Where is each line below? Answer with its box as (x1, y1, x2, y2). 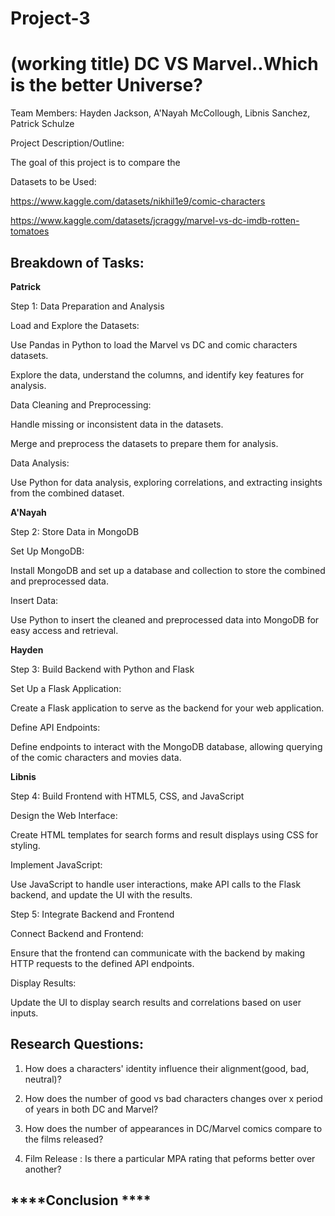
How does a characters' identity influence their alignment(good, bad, (24, 1062, 310, 1074)
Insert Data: (10, 594, 59, 606)
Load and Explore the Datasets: (10, 319, 140, 331)
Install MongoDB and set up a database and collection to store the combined (10, 564, 326, 576)
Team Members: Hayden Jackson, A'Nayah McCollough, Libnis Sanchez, (10, 107, 311, 119)
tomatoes (10, 225, 50, 237)
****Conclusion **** (10, 1192, 152, 1209)
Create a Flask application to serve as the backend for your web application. (10, 702, 325, 714)
